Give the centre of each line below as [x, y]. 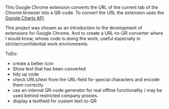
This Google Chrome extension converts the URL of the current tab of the [82, 7]
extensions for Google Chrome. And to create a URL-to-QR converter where [84, 33]
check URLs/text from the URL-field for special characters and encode [86, 79]
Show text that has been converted [49, 69]
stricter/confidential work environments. [47, 44]
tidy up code [26, 74]
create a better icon [33, 63]
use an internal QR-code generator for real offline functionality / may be [87, 90]
